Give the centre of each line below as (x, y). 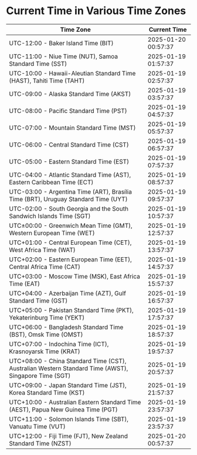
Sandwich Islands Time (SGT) (50, 216)
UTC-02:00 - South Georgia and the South (69, 208)
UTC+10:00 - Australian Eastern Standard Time (75, 402)
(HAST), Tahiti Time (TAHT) (47, 81)
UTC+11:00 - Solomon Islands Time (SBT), (69, 419)
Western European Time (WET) (52, 233)
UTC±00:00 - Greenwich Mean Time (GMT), (71, 225)
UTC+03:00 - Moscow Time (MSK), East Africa (75, 276)
